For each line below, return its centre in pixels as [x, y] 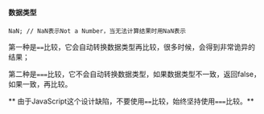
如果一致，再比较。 [40, 84]
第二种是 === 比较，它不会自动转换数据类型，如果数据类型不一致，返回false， [135, 74]
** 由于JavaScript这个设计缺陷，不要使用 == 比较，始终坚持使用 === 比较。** [132, 101]
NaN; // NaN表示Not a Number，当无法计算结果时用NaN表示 [97, 31]
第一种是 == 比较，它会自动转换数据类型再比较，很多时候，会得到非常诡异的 [132, 47]
